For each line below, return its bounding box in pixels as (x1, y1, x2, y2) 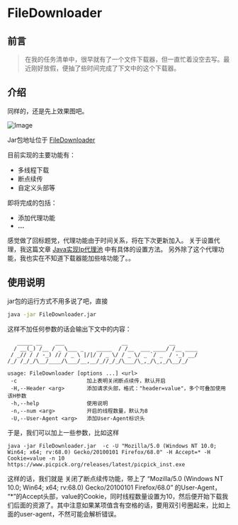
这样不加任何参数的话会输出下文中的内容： (7, 324, 132, 333)
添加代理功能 (17, 213, 55, 222)
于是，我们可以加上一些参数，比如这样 (7, 428, 119, 436)
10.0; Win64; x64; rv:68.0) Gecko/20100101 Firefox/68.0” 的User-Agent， (7, 483, 221, 492)
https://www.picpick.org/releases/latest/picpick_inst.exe (7, 461, 186, 468)
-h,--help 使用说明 (10, 400, 108, 407)
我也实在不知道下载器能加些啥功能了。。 (19, 254, 135, 262)
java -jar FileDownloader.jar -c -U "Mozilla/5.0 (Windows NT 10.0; (7, 442, 217, 449)
